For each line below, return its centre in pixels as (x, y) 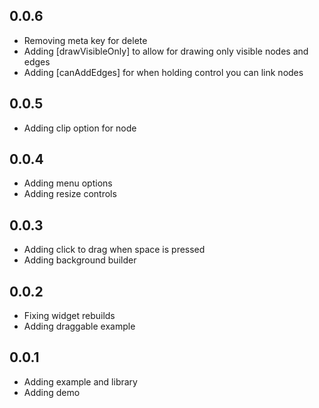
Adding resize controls (70, 194)
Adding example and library (80, 381)
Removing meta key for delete (85, 40)
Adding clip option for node (80, 128)
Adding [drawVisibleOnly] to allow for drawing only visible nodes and (166, 51)
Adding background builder (80, 260)
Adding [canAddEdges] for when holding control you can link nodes (163, 72)
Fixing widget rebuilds (69, 316)
